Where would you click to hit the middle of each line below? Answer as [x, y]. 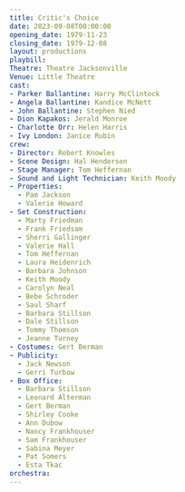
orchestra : [30, 474]
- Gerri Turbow [46, 372]
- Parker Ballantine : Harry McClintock [85, 93]
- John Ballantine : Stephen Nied [73, 111]
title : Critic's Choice [54, 18]
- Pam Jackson [44, 195]
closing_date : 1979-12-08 [58, 43]
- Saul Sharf [42, 305]
